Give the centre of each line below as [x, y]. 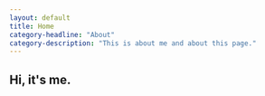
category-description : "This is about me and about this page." [133, 43]
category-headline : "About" [62, 34]
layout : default [40, 18]
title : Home [32, 26]
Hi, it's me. [40, 79]
